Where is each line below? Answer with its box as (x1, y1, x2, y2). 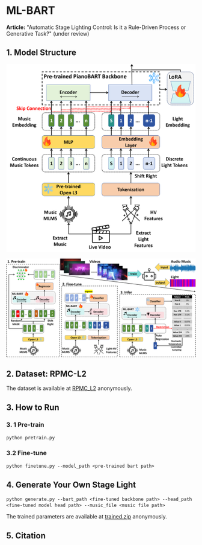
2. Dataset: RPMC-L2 (6, 369, 87, 379)
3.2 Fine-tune (6, 449, 47, 457)
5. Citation (6, 531, 46, 541)
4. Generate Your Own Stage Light (6, 479, 136, 489)
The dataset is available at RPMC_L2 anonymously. (6, 384, 132, 392)
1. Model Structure (6, 48, 76, 58)
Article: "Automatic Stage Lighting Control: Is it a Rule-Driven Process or (6, 24, 186, 31)
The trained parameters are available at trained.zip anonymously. (6, 513, 167, 520)
